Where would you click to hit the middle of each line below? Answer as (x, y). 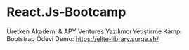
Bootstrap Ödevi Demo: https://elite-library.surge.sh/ (83, 38)
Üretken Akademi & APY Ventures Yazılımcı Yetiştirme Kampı (94, 31)
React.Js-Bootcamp (66, 12)
